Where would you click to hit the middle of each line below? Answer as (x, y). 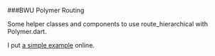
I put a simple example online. (51, 45)
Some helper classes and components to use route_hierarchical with (108, 24)
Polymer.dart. (27, 32)
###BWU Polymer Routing (46, 10)
